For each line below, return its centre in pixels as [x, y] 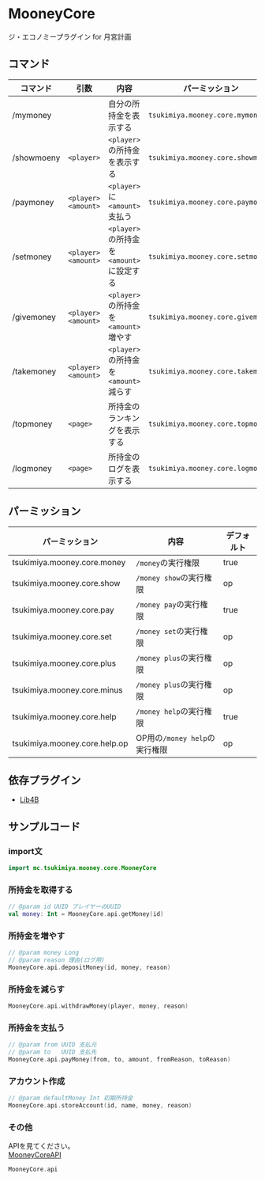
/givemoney [34, 317]
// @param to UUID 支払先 [52, 1052]
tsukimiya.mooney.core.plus [64, 663]
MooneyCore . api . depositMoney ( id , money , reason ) [90, 968]
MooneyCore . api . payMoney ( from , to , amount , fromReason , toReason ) [119, 1060]
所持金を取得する [41, 890]
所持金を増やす [37, 936]
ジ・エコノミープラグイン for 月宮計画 [70, 36]
